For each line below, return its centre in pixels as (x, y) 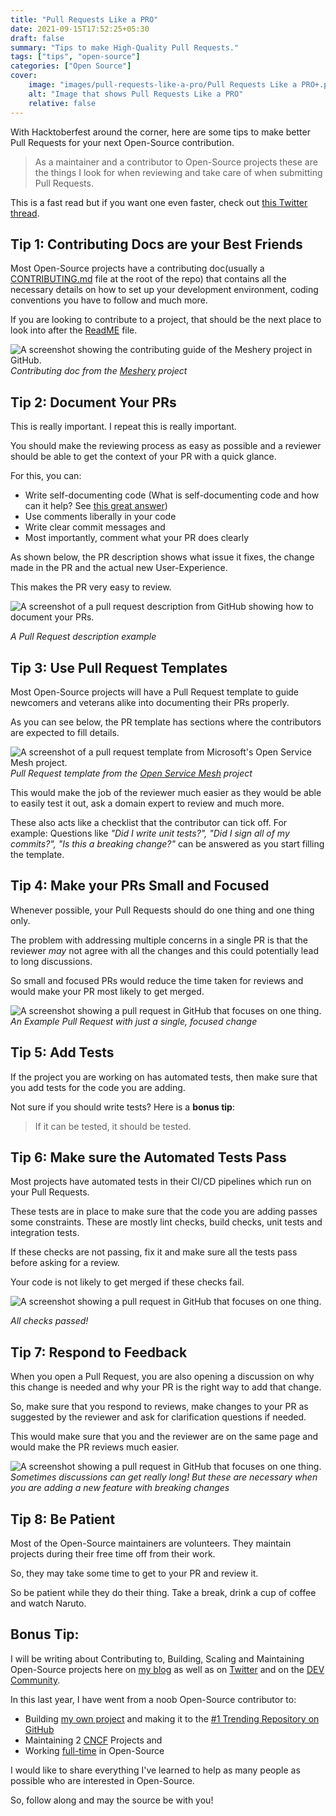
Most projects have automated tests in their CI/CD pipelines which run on (161, 1182)
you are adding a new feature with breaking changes (120, 1488)
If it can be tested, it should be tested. (113, 1126)
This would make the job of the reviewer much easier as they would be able (166, 792)
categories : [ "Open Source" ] (71, 66)
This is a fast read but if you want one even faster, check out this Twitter (159, 202)
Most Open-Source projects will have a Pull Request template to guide (155, 692)
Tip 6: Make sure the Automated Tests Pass (148, 1157)
